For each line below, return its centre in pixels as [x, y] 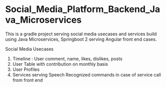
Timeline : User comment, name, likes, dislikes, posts [67, 58]
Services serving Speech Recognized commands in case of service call [87, 74]
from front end [28, 80]
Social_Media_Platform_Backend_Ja [83, 9]
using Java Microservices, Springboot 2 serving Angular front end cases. [81, 39]
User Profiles [26, 69]
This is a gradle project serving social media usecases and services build [81, 34]
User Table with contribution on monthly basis [60, 64]
